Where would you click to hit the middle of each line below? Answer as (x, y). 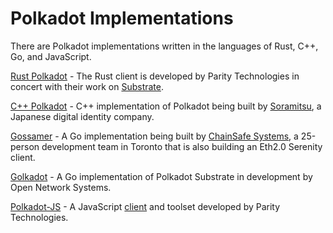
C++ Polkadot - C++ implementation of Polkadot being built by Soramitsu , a (166, 106)
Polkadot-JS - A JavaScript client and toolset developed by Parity (145, 206)
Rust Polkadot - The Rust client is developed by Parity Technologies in (155, 76)
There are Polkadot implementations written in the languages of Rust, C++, (164, 46)
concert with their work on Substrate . (87, 86)
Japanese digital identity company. (82, 116)
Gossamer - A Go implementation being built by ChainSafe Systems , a (154, 136)
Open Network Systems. (61, 187)
